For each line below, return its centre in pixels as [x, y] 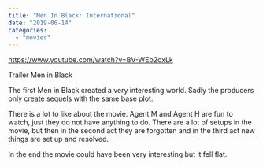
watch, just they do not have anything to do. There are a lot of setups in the [130, 122]
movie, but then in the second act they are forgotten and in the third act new [132, 131]
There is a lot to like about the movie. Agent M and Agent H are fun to [121, 114]
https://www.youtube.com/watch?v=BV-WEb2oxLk [91, 60]
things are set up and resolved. [58, 139]
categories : [28, 30]
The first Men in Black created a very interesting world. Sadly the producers [131, 91]
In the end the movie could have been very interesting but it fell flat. [118, 154]
